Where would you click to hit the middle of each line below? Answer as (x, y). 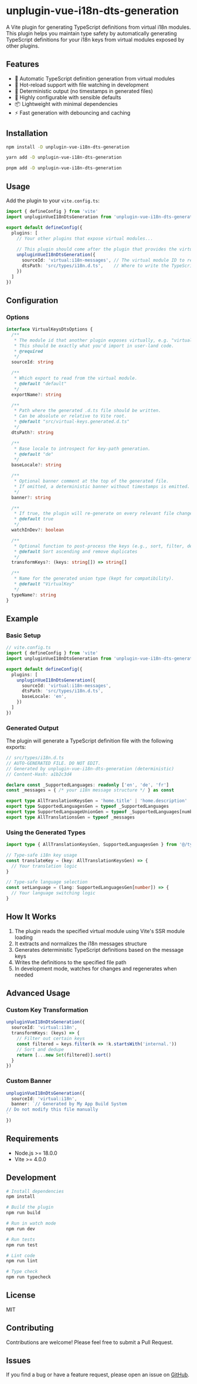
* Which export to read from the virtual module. (76, 378)
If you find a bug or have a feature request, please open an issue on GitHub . (98, 1375)
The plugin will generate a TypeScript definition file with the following (90, 741)
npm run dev (21, 1229)
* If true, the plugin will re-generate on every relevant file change (103, 514)
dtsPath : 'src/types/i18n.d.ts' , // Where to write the (95, 266)
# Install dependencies (35, 1191)
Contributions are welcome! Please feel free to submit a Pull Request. (90, 1342)
